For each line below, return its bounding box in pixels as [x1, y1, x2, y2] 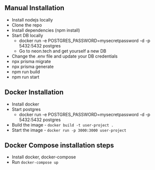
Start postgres [11, 106, 41, 112]
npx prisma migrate [11, 58, 51, 64]
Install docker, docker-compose [11, 154, 77, 160]
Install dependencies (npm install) [11, 27, 80, 33]
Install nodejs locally [11, 17, 53, 22]
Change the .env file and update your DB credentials [11, 53, 118, 59]
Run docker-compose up [11, 159, 58, 165]
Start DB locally [11, 32, 43, 38]
